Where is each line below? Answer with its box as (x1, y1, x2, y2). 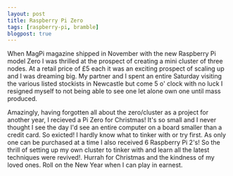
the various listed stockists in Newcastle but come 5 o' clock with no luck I (7, 79, 223, 88)
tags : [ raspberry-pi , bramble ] (7, 23, 99, 30)
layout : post (7, 10, 46, 18)
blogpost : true (7, 30, 52, 37)
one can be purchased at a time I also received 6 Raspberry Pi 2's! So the (7, 139, 220, 147)
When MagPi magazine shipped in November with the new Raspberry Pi (7, 49, 216, 58)
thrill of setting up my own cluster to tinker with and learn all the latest (7, 146, 210, 154)
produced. (7, 95, 37, 103)
